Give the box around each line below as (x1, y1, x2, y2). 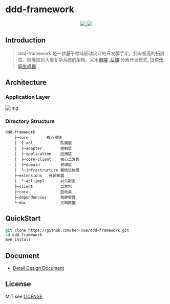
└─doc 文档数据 (14, 200, 76, 205)
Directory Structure (5, 118, 55, 125)
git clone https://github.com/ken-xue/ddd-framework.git (5, 228, 130, 233)
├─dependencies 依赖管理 (14, 194, 76, 200)
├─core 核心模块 (14, 135, 62, 140)
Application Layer (5, 94, 50, 101)
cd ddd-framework (5, 232, 42, 237)
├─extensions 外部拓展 (14, 173, 65, 178)
